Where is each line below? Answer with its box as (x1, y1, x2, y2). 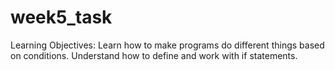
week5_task (10, 6, 113, 29)
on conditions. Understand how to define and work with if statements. (10, 49, 298, 61)
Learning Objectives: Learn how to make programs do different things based (10, 39, 325, 51)
